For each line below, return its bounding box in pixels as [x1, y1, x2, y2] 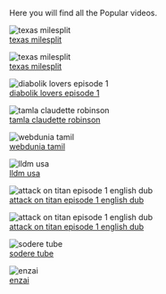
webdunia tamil [9, 142, 65, 151]
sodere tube [9, 249, 54, 258]
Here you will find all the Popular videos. [9, 8, 158, 18]
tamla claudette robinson [9, 115, 101, 125]
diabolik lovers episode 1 [9, 88, 100, 98]
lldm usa [9, 168, 41, 178]
